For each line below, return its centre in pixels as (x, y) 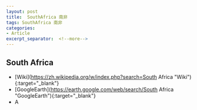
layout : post (22, 11)
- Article (18, 34)
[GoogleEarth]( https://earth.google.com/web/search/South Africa (94, 89)
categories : (21, 28)
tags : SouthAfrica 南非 (34, 22)
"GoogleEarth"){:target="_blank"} (55, 95)
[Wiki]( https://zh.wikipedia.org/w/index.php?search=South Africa (94, 76)
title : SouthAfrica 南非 (37, 17)
